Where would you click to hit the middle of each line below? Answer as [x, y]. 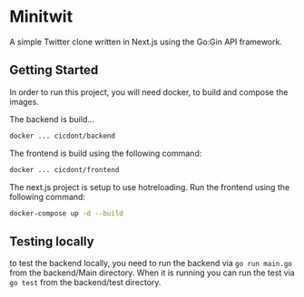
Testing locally [52, 241]
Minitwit [41, 17]
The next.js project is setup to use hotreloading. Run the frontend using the [150, 187]
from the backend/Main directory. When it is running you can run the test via [152, 273]
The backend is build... [52, 119]
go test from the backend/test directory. [85, 283]
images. [24, 101]
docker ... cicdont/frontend [64, 169]
